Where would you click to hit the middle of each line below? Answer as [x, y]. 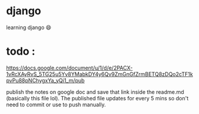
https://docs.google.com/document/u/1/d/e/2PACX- [70, 68]
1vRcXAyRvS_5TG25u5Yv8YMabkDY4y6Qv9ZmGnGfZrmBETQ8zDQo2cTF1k [99, 74]
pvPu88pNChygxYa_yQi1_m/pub [45, 80]
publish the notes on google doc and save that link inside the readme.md [95, 92]
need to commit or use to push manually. [56, 104]
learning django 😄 [29, 27]
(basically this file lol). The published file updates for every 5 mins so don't [97, 98]
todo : [21, 51]
